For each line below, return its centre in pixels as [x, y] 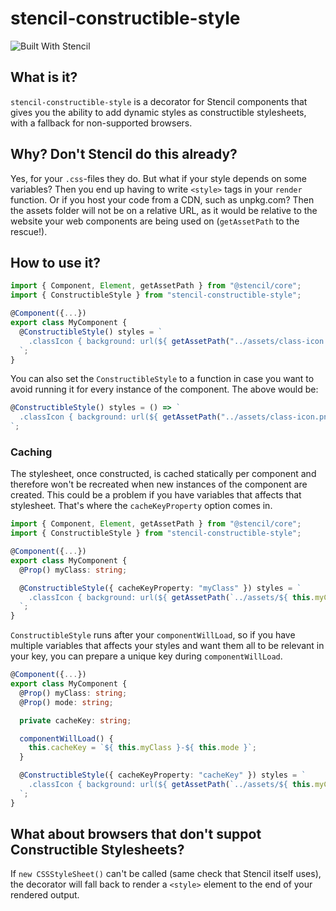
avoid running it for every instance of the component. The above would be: [164, 389]
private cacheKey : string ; [75, 720]
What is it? [44, 77]
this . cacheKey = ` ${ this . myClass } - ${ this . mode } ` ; [143, 748]
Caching [31, 452]
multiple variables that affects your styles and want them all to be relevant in [167, 646]
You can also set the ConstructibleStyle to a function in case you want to [162, 379]
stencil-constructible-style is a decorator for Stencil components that [159, 101]
